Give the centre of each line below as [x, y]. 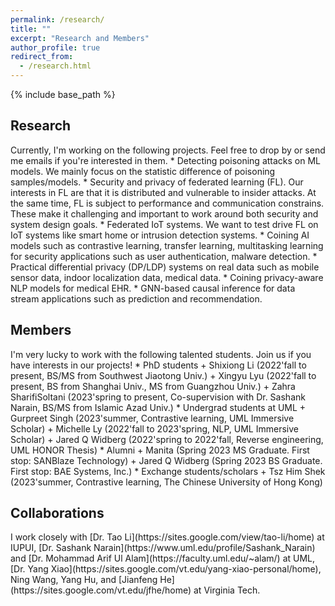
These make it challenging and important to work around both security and [164, 213]
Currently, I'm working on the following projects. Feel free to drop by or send [168, 150]
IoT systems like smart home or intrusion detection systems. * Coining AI [160, 235]
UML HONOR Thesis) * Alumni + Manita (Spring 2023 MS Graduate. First [160, 450]
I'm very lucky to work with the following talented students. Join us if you [161, 354]
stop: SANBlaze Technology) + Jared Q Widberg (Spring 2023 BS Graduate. [166, 460]
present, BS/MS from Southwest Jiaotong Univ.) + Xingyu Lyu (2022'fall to [163, 375]
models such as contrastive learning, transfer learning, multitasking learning [167, 245]
